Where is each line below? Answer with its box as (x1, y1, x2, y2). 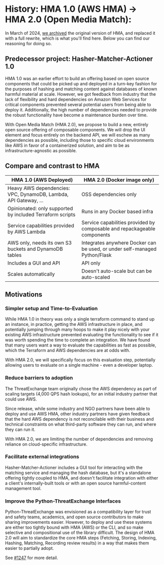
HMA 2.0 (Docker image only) (83, 176, 155, 183)
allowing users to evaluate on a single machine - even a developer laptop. (5, 362, 153, 368)
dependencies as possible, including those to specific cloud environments (5, 137, 154, 143)
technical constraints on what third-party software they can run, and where (5, 421, 156, 427)
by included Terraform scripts (7, 211, 76, 218)
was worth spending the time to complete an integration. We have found (5, 337, 150, 343)
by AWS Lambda (7, 228, 45, 235)
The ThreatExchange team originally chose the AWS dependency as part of (5, 385, 157, 391)
